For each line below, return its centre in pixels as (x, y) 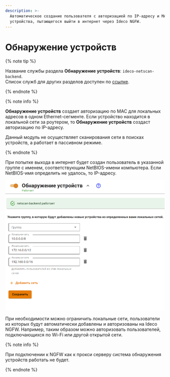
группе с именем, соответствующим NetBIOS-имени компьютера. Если (83, 168)
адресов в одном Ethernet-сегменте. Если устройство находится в (78, 117)
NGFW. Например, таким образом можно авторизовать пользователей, (83, 329)
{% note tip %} (21, 61)
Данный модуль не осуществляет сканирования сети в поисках (75, 138)
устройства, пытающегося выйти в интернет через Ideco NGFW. (76, 21)
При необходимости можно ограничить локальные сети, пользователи (83, 318)
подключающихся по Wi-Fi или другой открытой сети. (64, 334)
